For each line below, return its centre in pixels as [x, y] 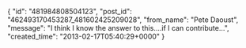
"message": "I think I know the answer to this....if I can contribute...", [119, 28]
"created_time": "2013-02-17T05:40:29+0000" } [86, 36]
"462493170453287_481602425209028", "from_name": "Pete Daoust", [123, 20]
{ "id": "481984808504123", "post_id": [70, 11]
